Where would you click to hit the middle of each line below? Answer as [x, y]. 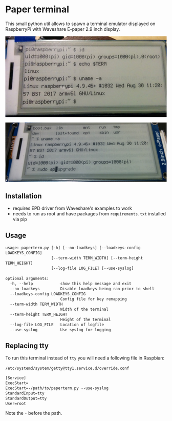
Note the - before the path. [34, 413]
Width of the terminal [84, 309]
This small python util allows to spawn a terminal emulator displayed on [80, 24]
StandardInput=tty [25, 393]
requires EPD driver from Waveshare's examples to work [72, 208]
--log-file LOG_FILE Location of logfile [57, 325]
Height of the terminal [85, 320]
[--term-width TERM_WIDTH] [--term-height [97, 258]
